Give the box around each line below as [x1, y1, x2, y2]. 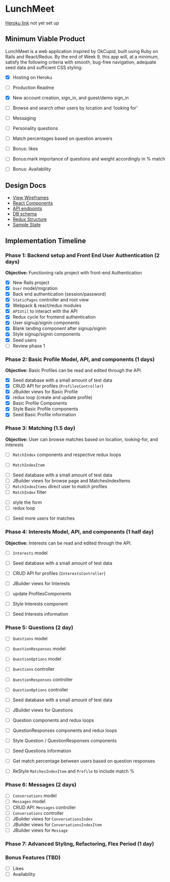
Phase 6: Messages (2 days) [5, 781, 77, 788]
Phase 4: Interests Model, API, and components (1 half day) [5, 528, 154, 535]
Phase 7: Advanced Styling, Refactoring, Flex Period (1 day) [5, 840, 154, 847]
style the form [12, 499, 42, 505]
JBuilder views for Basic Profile [12, 389, 78, 395]
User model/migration [12, 285, 58, 291]
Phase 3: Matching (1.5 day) [5, 424, 76, 432]
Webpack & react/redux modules [12, 302, 82, 308]
